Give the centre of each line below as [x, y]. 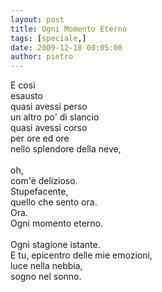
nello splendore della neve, [66, 149]
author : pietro [42, 57]
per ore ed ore [40, 138]
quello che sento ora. [54, 202]
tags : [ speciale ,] [48, 38]
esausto [26, 96]
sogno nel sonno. [46, 277]
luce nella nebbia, [46, 266]
